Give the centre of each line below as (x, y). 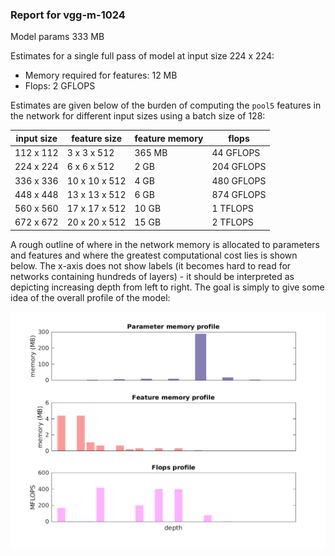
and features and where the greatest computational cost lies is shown (154, 255)
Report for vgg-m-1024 (68, 15)
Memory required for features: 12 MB (101, 75)
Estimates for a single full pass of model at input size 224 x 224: (142, 56)
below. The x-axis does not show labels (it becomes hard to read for (151, 265)
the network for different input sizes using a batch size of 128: (138, 116)
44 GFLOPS (236, 153)
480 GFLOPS (239, 180)
